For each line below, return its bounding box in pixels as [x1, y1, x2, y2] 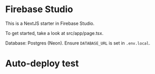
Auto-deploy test [5, 58, 79, 69]
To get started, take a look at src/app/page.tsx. [5, 30, 104, 36]
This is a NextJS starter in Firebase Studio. [5, 20, 95, 26]
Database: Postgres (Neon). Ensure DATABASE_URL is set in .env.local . [5, 40, 150, 46]
